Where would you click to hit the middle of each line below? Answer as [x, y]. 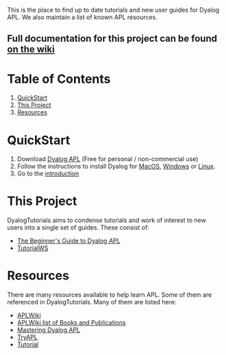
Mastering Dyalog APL [49, 330]
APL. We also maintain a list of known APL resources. [82, 17]
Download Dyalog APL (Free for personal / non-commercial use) [108, 159]
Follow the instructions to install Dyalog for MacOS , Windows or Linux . [116, 167]
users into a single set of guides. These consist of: [78, 228]
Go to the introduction [48, 173]
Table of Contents [59, 79]
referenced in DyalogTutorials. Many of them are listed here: [92, 302]
